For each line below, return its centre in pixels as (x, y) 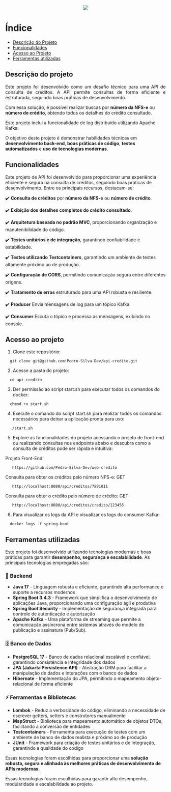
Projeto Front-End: (25, 459)
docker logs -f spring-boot (40, 524)
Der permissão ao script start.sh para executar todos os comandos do (86, 389)
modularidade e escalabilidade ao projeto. (49, 784)
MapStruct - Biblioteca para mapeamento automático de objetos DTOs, (88, 721)
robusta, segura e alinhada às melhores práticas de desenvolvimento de (83, 763)
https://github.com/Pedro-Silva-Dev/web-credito (64, 468)
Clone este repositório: (37, 352)
